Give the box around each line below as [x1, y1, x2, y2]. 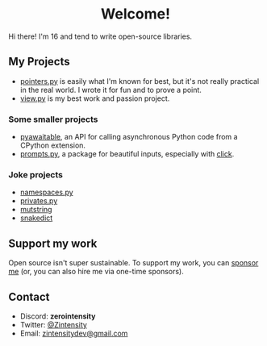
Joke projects [8, 169, 63, 180]
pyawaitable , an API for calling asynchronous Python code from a [19, 132, 238, 142]
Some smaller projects [8, 114, 98, 125]
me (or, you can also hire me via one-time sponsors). [8, 267, 184, 277]
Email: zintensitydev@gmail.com [19, 328, 128, 338]
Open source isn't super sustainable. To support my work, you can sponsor [8, 258, 259, 268]
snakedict [19, 213, 53, 223]
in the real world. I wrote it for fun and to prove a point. [19, 85, 202, 94]
